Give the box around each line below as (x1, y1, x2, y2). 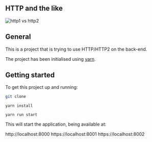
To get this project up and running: (5, 84, 78, 90)
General (5, 33, 32, 41)
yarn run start (5, 112, 38, 117)
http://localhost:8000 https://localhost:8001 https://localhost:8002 (5, 131, 145, 137)
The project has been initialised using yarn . (5, 56, 96, 62)
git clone (5, 94, 27, 99)
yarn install (5, 103, 33, 109)
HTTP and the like (5, 4, 63, 13)
